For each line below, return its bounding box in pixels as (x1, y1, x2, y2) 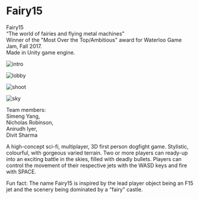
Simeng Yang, (6, 113, 40, 120)
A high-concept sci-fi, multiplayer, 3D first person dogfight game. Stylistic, (6, 143, 189, 150)
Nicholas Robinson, (6, 118, 53, 126)
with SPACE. (6, 168, 37, 175)
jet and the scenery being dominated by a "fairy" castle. (6, 185, 143, 193)
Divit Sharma (6, 131, 38, 139)
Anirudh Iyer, (6, 125, 37, 132)
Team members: (6, 106, 46, 113)
